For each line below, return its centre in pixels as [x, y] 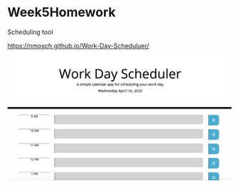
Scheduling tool [30, 32]
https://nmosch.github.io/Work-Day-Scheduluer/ [78, 45]
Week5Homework [62, 12]
